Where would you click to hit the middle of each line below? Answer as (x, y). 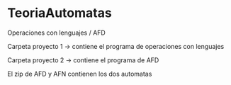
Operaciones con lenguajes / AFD (57, 33)
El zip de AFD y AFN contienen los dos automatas (80, 74)
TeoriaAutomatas (60, 13)
